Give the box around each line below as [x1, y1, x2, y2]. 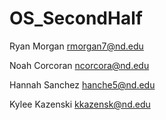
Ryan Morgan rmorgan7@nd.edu [9, 40, 144, 52]
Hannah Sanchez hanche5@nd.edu [9, 78, 156, 91]
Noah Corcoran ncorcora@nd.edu [9, 59, 150, 71]
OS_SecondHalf [9, 7, 143, 30]
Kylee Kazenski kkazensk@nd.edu [9, 98, 151, 110]
